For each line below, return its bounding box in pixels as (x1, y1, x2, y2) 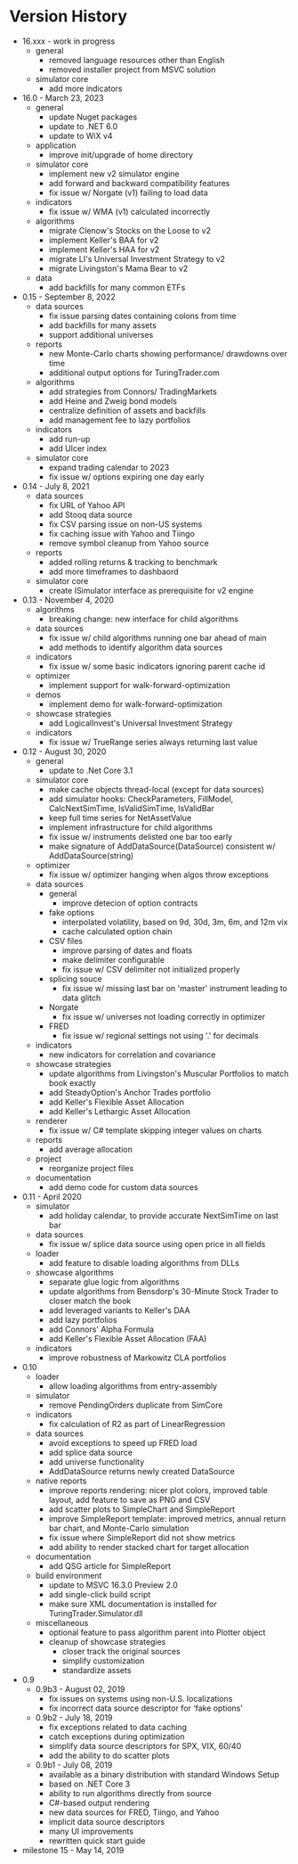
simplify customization (61, 1655, 145, 1666)
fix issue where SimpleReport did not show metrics (48, 1531, 236, 1543)
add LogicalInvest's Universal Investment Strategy (48, 718, 233, 728)
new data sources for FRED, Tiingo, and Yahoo (48, 1807, 220, 1818)
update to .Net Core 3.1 (48, 765, 133, 776)
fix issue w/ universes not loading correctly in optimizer (61, 1011, 265, 1022)
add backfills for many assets (48, 319, 157, 331)
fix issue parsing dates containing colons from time (48, 310, 237, 321)
